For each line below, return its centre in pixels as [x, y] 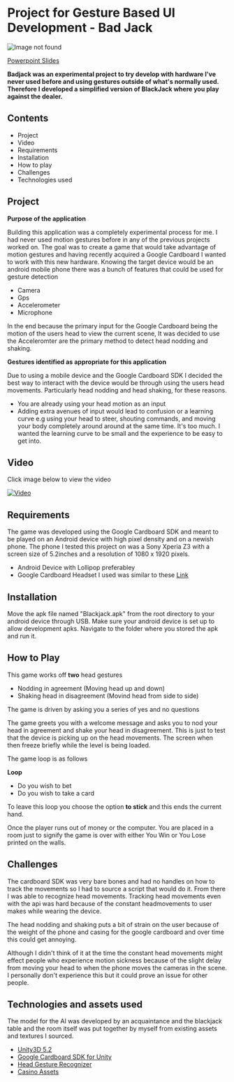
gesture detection [33, 277]
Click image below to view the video [59, 479]
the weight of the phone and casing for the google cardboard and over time [116, 932]
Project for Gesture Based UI [92, 13]
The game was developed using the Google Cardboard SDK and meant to [113, 532]
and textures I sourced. [41, 1036]
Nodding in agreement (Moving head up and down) [91, 688]
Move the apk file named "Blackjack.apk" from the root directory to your [111, 614]
